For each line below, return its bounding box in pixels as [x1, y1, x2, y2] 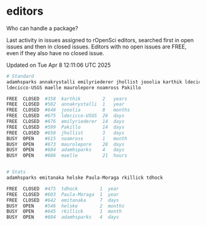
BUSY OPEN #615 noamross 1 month [6, 135, 128, 141]
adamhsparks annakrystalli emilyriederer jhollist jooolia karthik [6, 78, 183, 85]
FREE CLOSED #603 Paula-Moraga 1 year [6, 191, 120, 197]
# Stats [6, 169, 26, 175]
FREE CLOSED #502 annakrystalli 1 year [6, 101, 124, 108]
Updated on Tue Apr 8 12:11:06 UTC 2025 [6, 61, 112, 69]
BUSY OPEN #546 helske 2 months [6, 203, 124, 209]
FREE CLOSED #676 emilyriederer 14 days [6, 118, 124, 125]
